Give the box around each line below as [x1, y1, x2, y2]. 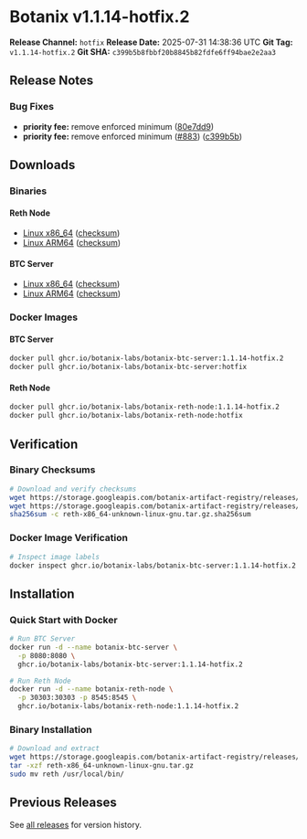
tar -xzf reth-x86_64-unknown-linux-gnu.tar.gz [9, 761, 195, 770]
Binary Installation [9, 724, 93, 737]
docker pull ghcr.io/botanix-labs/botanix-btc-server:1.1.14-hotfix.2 [9, 354, 284, 363]
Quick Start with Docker [9, 613, 118, 626]
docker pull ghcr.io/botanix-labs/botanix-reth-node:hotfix [9, 411, 244, 420]
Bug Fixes [9, 101, 55, 113]
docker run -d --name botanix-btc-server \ [9, 643, 178, 652]
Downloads [9, 157, 76, 173]
